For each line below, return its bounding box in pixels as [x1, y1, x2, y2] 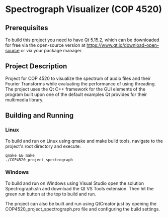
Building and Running [5, 112, 74, 120]
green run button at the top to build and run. [5, 191, 97, 197]
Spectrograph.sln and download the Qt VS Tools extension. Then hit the [5, 185, 154, 191]
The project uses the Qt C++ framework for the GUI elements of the [5, 86, 146, 92]
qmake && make [5, 153, 35, 158]
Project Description [5, 62, 67, 71]
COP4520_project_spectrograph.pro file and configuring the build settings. [5, 206, 160, 212]
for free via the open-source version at [5, 42, 86, 48]
